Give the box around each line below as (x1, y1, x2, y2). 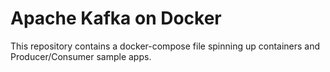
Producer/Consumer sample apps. (10, 50, 152, 62)
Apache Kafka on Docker (10, 7, 222, 30)
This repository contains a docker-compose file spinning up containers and (10, 40, 321, 52)
